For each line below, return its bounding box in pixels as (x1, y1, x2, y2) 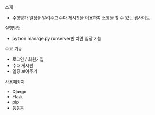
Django (12, 89, 27, 94)
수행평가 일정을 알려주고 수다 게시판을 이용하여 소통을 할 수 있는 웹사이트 (12, 15, 150, 21)
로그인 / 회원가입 (12, 56, 44, 62)
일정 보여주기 (12, 69, 38, 74)
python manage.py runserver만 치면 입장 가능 (12, 36, 102, 41)
